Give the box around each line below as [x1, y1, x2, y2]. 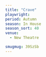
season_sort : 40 [5, 26, 39, 31]
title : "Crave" [5, 7, 37, 12]
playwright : [5, 12, 30, 17]
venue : [5, 30, 19, 35]
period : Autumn [5, 16, 37, 21]
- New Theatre [9, 35, 39, 40]
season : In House [5, 21, 41, 26]
